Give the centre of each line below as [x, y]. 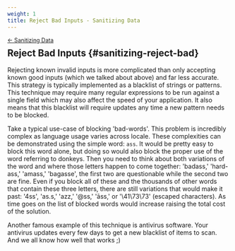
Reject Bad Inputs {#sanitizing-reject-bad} [103, 53]
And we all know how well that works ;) [64, 240]
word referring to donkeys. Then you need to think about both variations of [116, 159]
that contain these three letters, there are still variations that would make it [115, 189]
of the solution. [29, 211]
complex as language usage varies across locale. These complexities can [114, 136]
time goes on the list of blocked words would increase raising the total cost [116, 204]
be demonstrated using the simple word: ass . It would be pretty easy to [110, 144]
